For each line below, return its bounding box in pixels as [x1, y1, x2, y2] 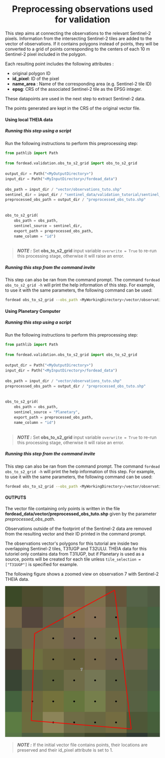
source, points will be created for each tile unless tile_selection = [5, 556, 141, 562]
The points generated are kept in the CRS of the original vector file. [5, 105, 141, 111]
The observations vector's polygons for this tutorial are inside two [5, 540, 138, 546]
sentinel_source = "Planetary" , [14, 410, 80, 415]
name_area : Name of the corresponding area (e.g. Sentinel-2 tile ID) [12, 80, 152, 87]
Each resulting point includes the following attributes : [5, 61, 114, 67]
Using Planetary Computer [5, 308, 61, 314]
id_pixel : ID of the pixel [12, 76, 59, 81]
